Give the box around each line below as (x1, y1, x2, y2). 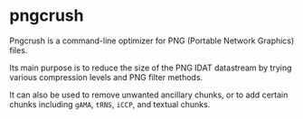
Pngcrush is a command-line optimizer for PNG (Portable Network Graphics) (9, 35, 295, 46)
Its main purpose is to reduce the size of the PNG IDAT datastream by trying (9, 62, 292, 73)
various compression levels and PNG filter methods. (9, 71, 204, 82)
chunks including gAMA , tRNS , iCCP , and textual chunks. (9, 98, 211, 109)
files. (9, 44, 28, 55)
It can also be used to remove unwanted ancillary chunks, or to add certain (9, 89, 289, 100)
